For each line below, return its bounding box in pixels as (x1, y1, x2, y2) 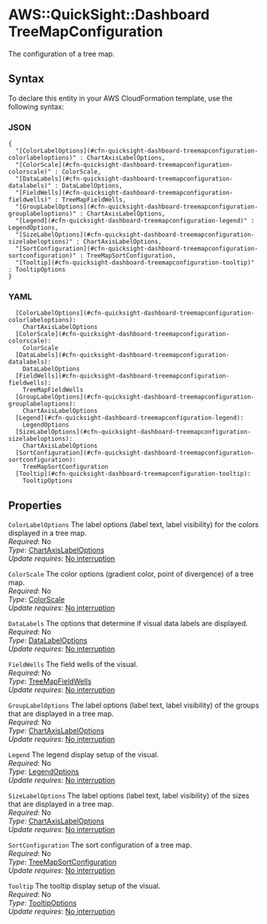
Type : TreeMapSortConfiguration (8, 857, 117, 867)
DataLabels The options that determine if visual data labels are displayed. (8, 619, 249, 629)
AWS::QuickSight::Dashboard (8, 6, 210, 24)
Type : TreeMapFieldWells (8, 676, 92, 686)
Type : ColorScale (8, 595, 65, 605)
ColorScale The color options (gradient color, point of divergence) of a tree (8, 569, 254, 579)
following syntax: (8, 101, 65, 111)
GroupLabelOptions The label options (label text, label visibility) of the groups (8, 700, 260, 710)
